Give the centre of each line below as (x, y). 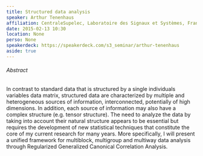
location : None (25, 34)
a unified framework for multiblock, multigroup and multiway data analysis (98, 140)
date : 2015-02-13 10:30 (36, 29)
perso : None (21, 40)
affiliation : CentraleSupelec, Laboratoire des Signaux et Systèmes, (96, 23)
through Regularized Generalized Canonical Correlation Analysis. (87, 146)
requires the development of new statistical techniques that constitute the (98, 127)
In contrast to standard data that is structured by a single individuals (91, 89)
